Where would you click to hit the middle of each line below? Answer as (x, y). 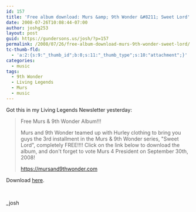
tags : (13, 71)
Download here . (25, 180)
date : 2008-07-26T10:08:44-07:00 (47, 22)
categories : (21, 60)
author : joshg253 (27, 28)
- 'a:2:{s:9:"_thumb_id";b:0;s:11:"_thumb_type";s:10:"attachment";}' (99, 55)
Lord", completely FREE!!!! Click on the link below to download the (100, 145)
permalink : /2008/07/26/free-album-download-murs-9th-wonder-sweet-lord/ (98, 45)
